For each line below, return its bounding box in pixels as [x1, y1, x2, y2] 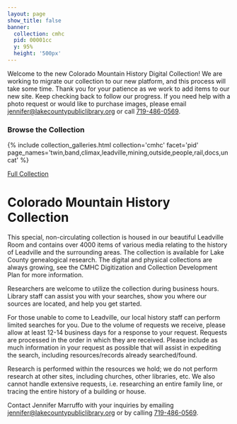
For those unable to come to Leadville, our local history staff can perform [7, 313, 221, 322]
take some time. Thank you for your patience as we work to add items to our [7, 84, 230, 93]
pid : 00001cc [13, 37, 52, 44]
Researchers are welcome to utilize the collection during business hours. [7, 284, 219, 293]
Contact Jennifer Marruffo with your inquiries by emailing [7, 401, 175, 410]
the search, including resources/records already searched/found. [7, 351, 198, 359]
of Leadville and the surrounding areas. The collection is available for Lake [7, 248, 225, 257]
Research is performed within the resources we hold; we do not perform [7, 364, 218, 373]
